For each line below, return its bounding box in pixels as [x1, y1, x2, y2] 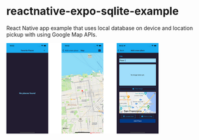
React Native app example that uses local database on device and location [6, 24, 194, 32]
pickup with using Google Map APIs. [6, 30, 97, 38]
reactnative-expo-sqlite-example [6, 4, 179, 18]
